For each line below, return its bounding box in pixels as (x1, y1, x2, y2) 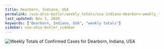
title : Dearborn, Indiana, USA (5, 7, 69, 12)
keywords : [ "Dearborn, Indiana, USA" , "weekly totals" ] (5, 20, 121, 26)
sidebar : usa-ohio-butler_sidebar (5, 25, 76, 30)
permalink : (5, 12, 27, 16)
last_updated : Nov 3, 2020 (5, 16, 60, 21)
